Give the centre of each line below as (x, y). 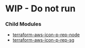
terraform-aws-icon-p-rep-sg (43, 40)
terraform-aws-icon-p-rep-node (46, 35)
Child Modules (23, 24)
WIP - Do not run (40, 9)
